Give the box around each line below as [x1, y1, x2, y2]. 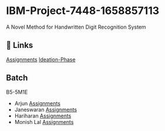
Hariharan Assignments [14, 112, 71, 119]
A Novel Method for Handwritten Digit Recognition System [6, 23, 146, 30]
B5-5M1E [6, 88, 28, 95]
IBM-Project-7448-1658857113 [6, 4, 160, 18]
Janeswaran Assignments [14, 106, 77, 113]
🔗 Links [6, 40, 33, 50]
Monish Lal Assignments [14, 118, 74, 125]
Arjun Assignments [14, 99, 61, 106]
